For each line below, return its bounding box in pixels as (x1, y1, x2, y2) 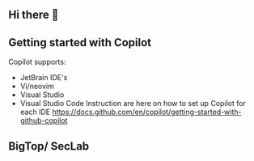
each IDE (19, 107, 51, 117)
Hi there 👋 (8, 8, 59, 22)
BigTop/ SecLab (8, 139, 90, 153)
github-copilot (19, 116, 68, 125)
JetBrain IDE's (19, 73, 68, 83)
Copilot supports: (8, 57, 66, 67)
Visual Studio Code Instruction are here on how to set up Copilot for (19, 99, 247, 108)
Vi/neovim (19, 82, 54, 91)
